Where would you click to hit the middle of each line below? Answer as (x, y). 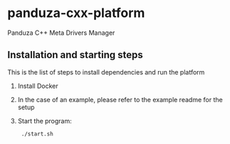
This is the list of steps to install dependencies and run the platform (106, 72)
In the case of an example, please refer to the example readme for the (120, 99)
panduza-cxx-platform (76, 13)
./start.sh (37, 134)
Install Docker (38, 86)
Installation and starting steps (75, 55)
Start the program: (45, 121)
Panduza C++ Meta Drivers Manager (61, 33)
